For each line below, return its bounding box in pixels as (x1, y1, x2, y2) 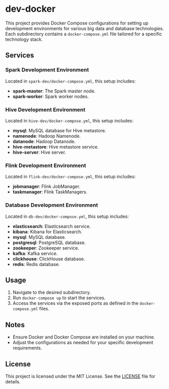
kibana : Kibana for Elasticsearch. (12, 228, 82, 235)
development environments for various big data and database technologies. (5, 25, 164, 31)
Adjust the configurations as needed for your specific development (12, 339, 154, 346)
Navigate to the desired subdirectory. (12, 289, 91, 296)
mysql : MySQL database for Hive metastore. (12, 127, 106, 133)
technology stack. (5, 36, 43, 42)
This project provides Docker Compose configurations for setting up (5, 20, 149, 26)
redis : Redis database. (12, 261, 60, 267)
